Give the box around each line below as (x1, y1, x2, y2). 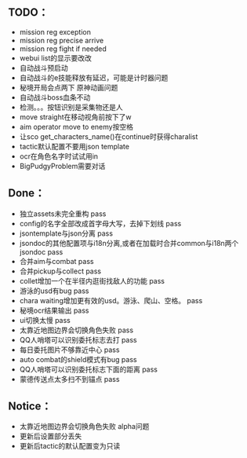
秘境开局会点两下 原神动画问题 (19, 82, 118, 92)
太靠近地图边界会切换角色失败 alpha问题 (19, 422, 150, 431)
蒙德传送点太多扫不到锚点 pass (19, 374, 120, 383)
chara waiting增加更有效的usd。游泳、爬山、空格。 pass (19, 295, 203, 305)
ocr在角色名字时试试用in (19, 151, 99, 161)
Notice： (8, 400, 53, 413)
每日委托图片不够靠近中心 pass (19, 345, 120, 354)
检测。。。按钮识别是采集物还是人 (19, 102, 123, 112)
